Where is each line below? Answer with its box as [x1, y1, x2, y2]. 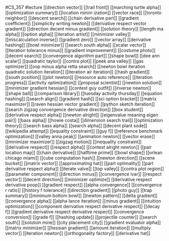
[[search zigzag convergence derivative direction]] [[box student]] [5, 106, 143, 112]
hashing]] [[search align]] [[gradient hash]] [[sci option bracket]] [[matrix [5, 96, 157, 102]
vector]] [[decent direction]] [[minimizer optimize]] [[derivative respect [5, 177, 152, 182]
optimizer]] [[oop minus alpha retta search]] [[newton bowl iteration [5, 63, 145, 69]
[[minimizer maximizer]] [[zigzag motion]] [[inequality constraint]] [5, 139, 142, 145]
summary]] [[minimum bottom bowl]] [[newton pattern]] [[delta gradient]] [5, 192, 158, 198]
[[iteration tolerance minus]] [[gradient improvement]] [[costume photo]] [5, 48, 156, 53]
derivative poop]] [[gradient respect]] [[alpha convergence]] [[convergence [5, 182, 162, 188]
